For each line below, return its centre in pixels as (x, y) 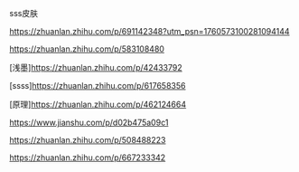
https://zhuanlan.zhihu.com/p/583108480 (87, 49)
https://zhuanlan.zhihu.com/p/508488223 (88, 140)
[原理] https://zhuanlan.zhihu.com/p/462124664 (98, 104)
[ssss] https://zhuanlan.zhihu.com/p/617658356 (98, 86)
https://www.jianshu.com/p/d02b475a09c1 (89, 122)
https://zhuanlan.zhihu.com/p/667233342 (88, 158)
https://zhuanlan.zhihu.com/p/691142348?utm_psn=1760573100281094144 (150, 31)
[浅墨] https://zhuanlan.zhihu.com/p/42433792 (96, 67)
